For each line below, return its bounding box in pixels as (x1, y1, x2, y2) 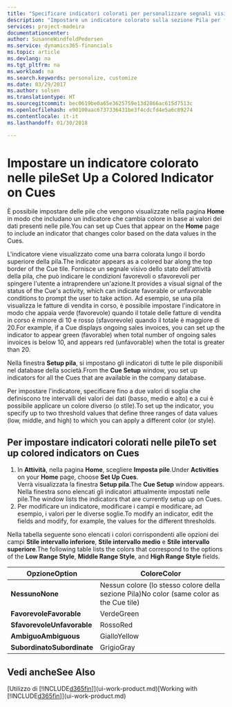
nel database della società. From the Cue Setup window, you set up (7, 366, 198, 375)
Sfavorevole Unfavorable (10, 620, 93, 630)
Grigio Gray (99, 643, 136, 652)
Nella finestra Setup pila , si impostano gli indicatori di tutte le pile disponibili (7, 359, 223, 367)
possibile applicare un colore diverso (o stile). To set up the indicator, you (7, 402, 214, 410)
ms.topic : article (7, 49, 60, 56)
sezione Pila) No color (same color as (99, 589, 220, 598)
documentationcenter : (7, 29, 70, 37)
